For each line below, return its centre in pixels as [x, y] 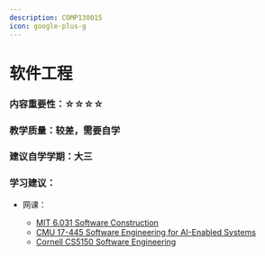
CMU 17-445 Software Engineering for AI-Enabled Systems [146, 232]
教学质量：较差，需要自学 [65, 130]
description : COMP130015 [56, 18]
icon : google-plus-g [48, 26]
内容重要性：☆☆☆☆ [56, 104]
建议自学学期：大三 [51, 157]
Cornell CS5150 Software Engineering [106, 242]
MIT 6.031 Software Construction [97, 223]
